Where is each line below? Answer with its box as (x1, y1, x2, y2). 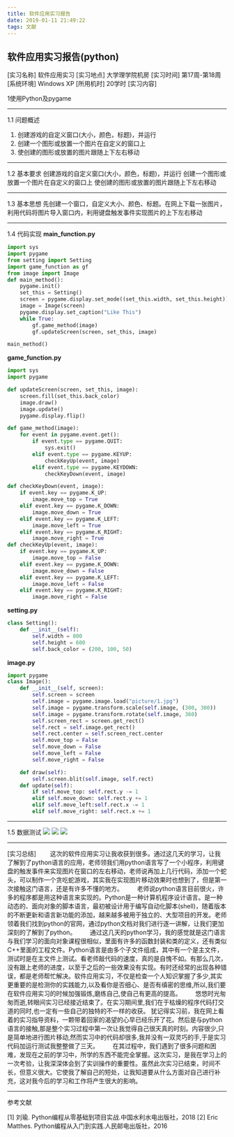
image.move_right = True (32, 535, 104, 542)
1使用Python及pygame (7, 94, 72, 103)
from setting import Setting (7, 257, 92, 264)
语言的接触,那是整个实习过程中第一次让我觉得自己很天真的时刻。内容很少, (7, 1024, 219, 1032)
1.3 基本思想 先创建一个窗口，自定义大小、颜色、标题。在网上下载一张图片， (7, 200, 226, 208)
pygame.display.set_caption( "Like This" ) (19, 308, 141, 315)
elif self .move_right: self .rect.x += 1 (32, 808, 151, 815)
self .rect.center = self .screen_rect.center (32, 730, 164, 738)
